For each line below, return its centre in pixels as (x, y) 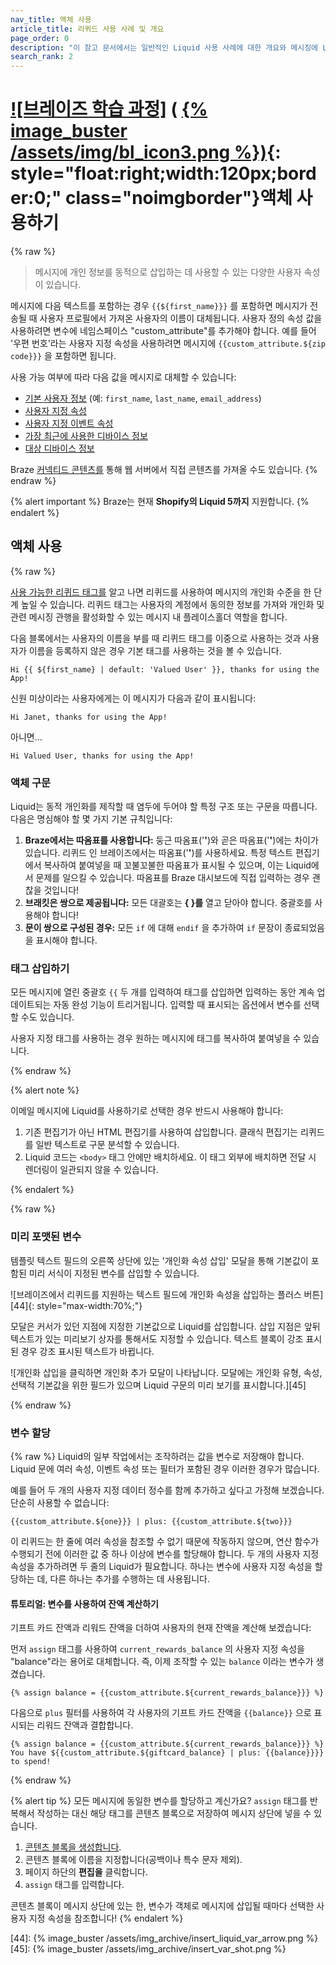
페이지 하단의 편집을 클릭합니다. (86, 1872)
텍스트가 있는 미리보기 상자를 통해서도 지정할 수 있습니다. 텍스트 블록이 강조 (157, 1338)
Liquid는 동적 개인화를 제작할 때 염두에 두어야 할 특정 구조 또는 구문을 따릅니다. (164, 807)
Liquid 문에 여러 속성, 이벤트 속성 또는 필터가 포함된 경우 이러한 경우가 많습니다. (165, 1469)
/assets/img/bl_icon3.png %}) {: (146, 152)
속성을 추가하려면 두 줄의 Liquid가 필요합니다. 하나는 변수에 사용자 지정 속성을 (161, 1567)
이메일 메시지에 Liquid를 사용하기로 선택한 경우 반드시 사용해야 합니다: (147, 1111)
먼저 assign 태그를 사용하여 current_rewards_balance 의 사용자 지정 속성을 (157, 1649)
